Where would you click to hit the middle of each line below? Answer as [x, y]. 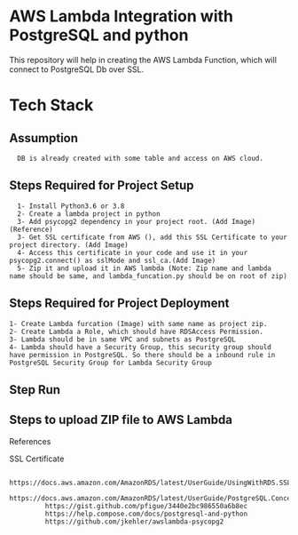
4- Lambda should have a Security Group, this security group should [141, 347]
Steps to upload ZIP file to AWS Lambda [121, 420]
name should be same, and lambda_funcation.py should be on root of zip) [149, 276]
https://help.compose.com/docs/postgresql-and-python [146, 514]
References [30, 441]
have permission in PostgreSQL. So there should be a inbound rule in [142, 355]
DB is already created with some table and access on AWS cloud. [141, 158]
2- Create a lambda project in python [89, 214]
